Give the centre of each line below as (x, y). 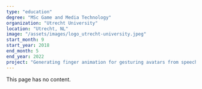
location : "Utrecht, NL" (37, 29)
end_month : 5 (23, 51)
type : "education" (29, 12)
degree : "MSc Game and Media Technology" (59, 17)
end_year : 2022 (25, 57)
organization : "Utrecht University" (52, 23)
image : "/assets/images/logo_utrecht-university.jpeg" (76, 34)
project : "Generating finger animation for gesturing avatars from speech (102, 62)
